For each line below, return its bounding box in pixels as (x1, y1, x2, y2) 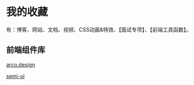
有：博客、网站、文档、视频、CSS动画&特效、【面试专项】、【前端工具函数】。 (6, 26, 192, 33)
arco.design (6, 61, 36, 68)
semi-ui (6, 72, 25, 80)
